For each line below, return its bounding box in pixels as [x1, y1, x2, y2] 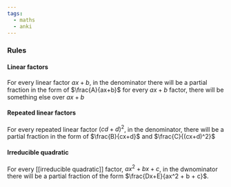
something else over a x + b [7, 92, 85, 101]
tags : [7, 10, 23, 17]
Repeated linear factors [7, 108, 76, 117]
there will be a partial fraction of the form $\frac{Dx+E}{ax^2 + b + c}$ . [7, 172, 209, 180]
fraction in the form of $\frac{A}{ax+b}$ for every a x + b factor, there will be [7, 86, 224, 94]
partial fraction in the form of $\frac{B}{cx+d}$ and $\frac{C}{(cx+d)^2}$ [7, 132, 216, 141]
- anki [13, 23, 32, 30]
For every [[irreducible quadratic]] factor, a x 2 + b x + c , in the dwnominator [7, 164, 219, 173]
